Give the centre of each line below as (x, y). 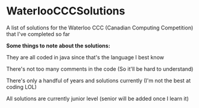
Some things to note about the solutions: (58, 46)
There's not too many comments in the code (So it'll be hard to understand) (100, 69)
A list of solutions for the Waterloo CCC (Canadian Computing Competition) (100, 28)
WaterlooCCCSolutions (66, 11)
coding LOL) (22, 87)
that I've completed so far (38, 34)
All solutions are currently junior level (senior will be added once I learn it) (97, 98)
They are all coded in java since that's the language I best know (85, 57)
